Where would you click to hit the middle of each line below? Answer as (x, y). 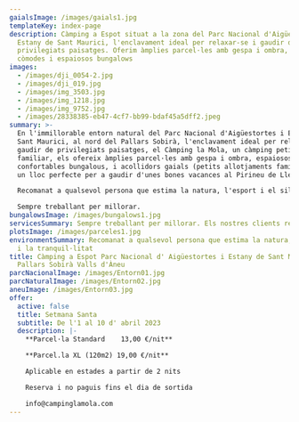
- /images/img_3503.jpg (61, 92)
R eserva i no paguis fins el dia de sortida (109, 387)
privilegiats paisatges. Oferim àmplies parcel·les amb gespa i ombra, (153, 51)
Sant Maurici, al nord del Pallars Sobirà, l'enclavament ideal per (147, 142)
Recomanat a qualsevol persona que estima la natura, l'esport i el (147, 191)
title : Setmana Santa (57, 314)
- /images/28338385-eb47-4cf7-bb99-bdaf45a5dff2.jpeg (119, 117)
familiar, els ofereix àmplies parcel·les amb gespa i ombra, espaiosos (155, 158)
